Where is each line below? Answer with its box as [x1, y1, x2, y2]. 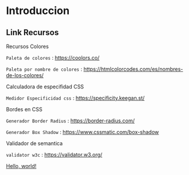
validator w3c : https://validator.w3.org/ [6, 151, 103, 158]
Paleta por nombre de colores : [6, 66, 83, 73]
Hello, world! [6, 163, 37, 169]
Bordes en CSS [6, 106, 43, 112]
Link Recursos [6, 28, 60, 37]
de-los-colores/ [6, 72, 44, 78]
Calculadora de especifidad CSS [6, 83, 85, 90]
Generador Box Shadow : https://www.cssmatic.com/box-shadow [6, 129, 159, 135]
